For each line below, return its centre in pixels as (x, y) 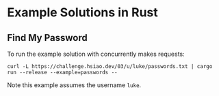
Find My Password (47, 38)
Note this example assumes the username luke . (74, 85)
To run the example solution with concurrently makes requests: (96, 54)
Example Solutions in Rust (83, 13)
